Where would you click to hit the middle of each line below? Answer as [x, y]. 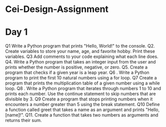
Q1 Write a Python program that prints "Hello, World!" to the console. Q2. [80, 46]
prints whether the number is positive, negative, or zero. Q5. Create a [76, 67]
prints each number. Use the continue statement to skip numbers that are [80, 94]
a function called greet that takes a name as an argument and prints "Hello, [82, 110]
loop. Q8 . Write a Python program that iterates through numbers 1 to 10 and [83, 88]
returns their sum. [23, 120]
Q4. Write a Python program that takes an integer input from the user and [80, 62]
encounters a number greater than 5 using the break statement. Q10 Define [82, 104]
